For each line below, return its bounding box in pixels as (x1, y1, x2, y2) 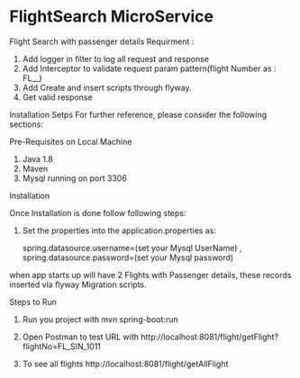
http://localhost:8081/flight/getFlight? (141, 331, 279, 342)
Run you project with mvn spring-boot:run (22, 313, 178, 325)
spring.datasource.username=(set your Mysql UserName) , (22, 242, 242, 253)
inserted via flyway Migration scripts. (9, 279, 147, 290)
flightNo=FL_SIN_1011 (22, 340, 102, 352)
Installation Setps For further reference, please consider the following (9, 109, 268, 120)
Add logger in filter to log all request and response (22, 53, 210, 64)
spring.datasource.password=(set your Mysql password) (22, 252, 234, 263)
